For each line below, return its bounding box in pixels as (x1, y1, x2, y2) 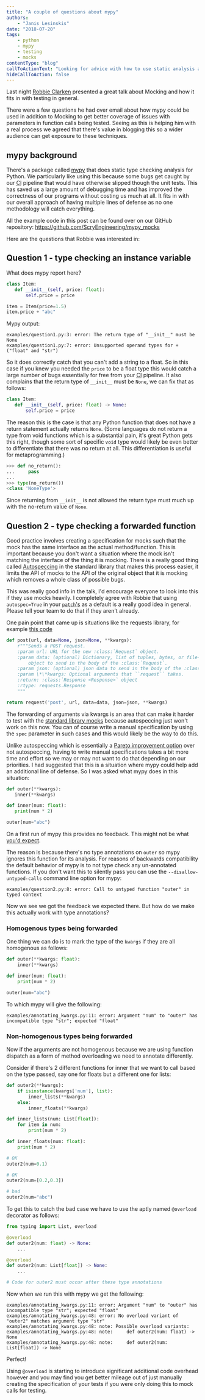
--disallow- (168, 869, 198, 876)
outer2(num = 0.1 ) (6, 1161, 48, 1167)
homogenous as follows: (6, 944, 68, 952)
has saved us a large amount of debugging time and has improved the (6, 186, 182, 193)
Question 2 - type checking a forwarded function (6, 521, 196, 531)
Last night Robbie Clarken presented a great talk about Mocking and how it (6, 88, 195, 95)
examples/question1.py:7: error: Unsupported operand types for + (6, 342, 179, 348)
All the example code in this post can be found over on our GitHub (6, 217, 173, 225)
